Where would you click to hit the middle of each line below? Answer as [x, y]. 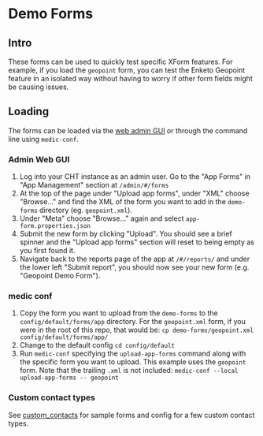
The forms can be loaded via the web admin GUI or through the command [128, 130]
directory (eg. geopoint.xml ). [85, 211]
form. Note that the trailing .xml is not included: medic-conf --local [129, 371]
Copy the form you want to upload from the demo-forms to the [119, 313]
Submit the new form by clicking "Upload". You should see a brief [126, 234]
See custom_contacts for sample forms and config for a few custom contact [131, 415]
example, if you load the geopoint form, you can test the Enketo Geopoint [127, 70]
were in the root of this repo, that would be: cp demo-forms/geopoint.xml [137, 330]
